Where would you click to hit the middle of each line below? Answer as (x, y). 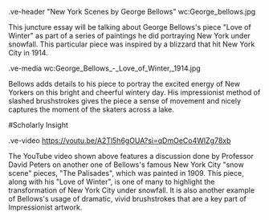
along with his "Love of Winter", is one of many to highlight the (112, 181)
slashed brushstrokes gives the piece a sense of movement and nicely (125, 101)
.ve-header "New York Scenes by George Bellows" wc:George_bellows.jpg (132, 12)
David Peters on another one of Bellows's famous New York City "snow (126, 165)
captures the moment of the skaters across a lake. (92, 109)
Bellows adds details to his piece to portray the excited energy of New (124, 84)
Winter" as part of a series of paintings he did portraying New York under (129, 36)
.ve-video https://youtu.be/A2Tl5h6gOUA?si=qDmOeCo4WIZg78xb (120, 141)
